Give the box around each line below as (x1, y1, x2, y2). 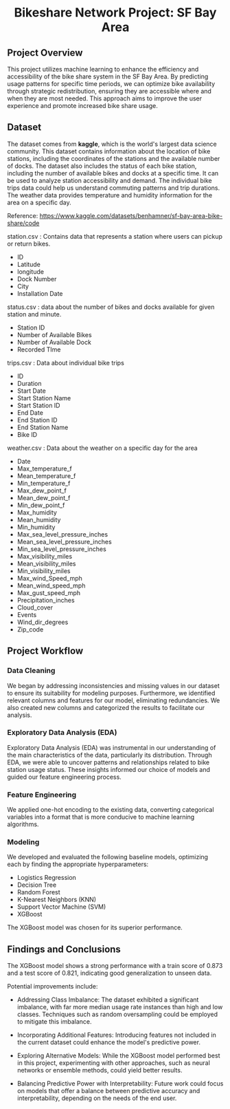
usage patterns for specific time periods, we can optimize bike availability (7, 80, 216, 87)
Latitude (16, 260, 41, 268)
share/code (7, 219, 40, 227)
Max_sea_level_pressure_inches (16, 530, 108, 538)
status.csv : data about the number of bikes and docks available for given (7, 303, 215, 311)
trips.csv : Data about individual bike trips (7, 358, 125, 367)
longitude (16, 267, 45, 276)
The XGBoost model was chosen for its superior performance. (7, 923, 183, 932)
